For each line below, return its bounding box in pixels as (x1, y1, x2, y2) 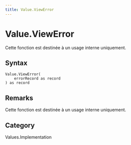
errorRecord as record (14, 76, 61, 81)
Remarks (5, 94, 34, 102)
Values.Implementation (5, 134, 52, 140)
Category (5, 121, 35, 129)
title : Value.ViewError (5, 7, 54, 12)
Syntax (5, 58, 28, 67)
